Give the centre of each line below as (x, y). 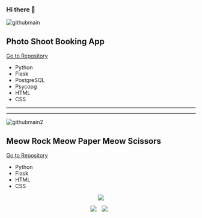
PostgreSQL (30, 80)
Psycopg (26, 87)
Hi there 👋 (21, 10)
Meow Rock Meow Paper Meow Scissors (84, 141)
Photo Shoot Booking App (56, 41)
